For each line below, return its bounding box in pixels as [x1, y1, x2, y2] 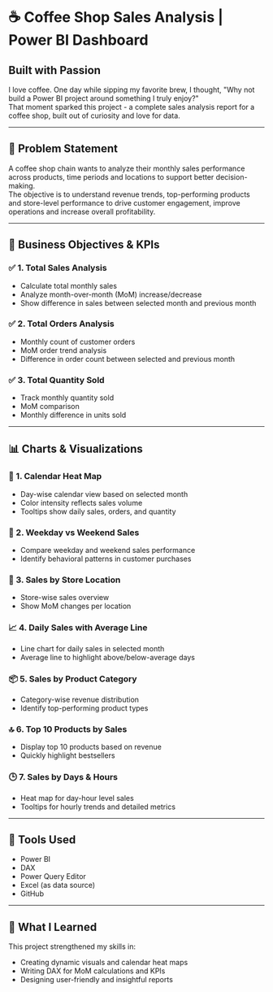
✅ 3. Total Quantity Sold [8, 374, 105, 385]
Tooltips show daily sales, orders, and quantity [19, 507, 176, 516]
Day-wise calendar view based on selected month [19, 489, 188, 498]
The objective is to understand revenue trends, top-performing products [8, 189, 250, 199]
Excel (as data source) [19, 881, 96, 890]
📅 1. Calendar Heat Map [8, 471, 102, 482]
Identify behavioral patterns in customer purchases [19, 554, 192, 563]
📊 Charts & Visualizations [8, 442, 144, 456]
